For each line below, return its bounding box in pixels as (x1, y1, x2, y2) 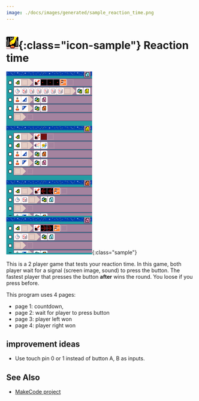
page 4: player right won (14, 321, 76, 329)
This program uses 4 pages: (6, 291, 76, 298)
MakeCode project (14, 388, 61, 396)
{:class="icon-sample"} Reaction (18, 38, 189, 52)
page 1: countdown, (14, 303, 64, 310)
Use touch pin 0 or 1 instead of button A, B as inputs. (14, 355, 145, 362)
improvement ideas (6, 339, 80, 349)
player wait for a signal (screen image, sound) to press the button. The (6, 267, 180, 274)
